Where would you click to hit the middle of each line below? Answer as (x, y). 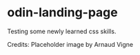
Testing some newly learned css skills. (62, 31)
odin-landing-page (63, 13)
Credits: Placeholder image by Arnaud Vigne (70, 44)
